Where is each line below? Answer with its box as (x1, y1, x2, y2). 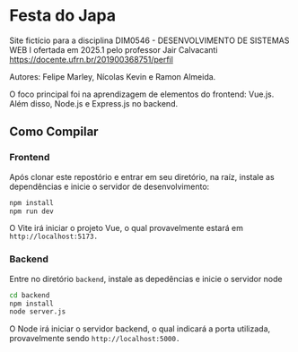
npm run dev (9, 207, 54, 216)
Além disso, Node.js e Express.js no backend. (9, 98, 178, 108)
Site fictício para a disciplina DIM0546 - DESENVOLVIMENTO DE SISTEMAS (9, 35, 290, 46)
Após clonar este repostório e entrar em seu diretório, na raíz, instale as (9, 171, 276, 182)
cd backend (9, 290, 50, 300)
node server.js (9, 307, 66, 316)
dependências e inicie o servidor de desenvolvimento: (9, 181, 210, 192)
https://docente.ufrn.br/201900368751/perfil (9, 54, 173, 64)
